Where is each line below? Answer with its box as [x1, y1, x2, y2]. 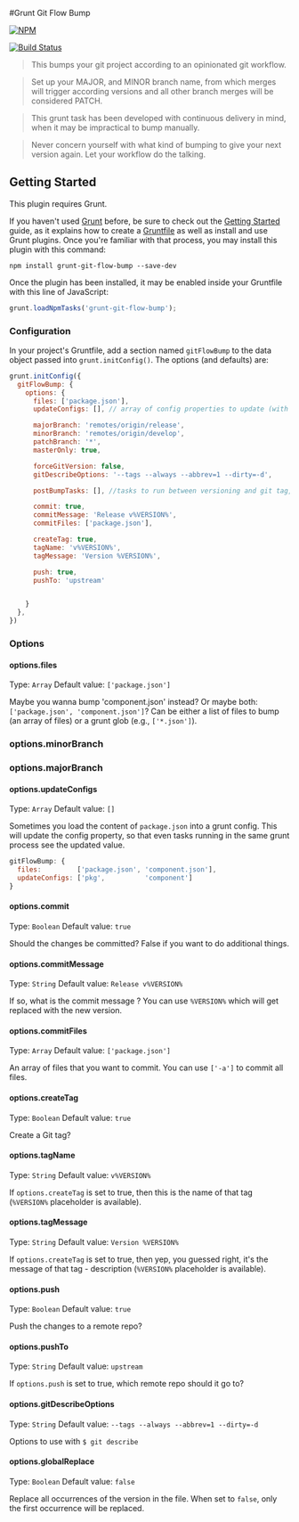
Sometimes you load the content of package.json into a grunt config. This [9, 821, 278, 831]
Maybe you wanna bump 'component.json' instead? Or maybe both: [9, 697, 258, 708]
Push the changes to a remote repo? [9, 1321, 142, 1331]
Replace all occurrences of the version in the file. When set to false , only [9, 1493, 278, 1504]
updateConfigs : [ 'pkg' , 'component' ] [17, 873, 193, 883]
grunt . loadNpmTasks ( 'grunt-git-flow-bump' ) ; [9, 303, 177, 313]
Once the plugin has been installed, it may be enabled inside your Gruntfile [9, 276, 283, 288]
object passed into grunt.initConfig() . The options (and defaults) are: [9, 354, 269, 364]
